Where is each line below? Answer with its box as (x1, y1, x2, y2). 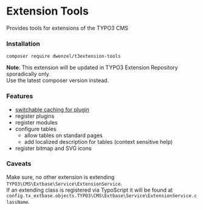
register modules (15, 118, 58, 126)
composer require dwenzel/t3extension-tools (6, 53, 121, 59)
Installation (6, 39, 41, 48)
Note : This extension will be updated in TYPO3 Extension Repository (6, 64, 178, 71)
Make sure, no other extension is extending (6, 173, 115, 180)
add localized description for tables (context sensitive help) (24, 138, 173, 145)
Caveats (6, 160, 32, 168)
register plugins (15, 112, 55, 120)
